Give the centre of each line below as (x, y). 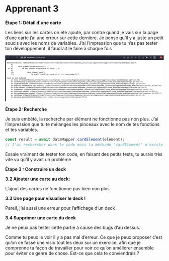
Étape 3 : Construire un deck (36, 169)
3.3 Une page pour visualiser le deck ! (46, 198)
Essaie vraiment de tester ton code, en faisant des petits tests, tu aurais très (84, 154)
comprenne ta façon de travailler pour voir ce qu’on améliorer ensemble (80, 248)
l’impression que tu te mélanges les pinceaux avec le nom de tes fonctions (82, 124)
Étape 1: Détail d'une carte (33, 23)
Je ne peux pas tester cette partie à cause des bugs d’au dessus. (73, 228)
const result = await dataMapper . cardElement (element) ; (65, 139)
